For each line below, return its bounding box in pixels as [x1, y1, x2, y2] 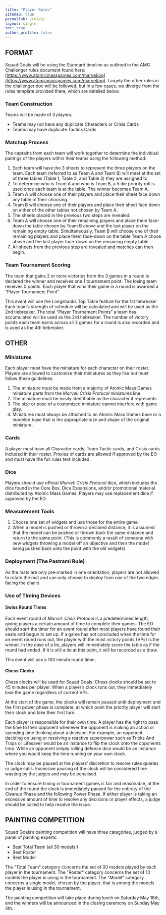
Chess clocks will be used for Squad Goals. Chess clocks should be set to [5, 679, 156, 685]
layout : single [5, 21, 37, 26]
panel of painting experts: [5, 834, 58, 840]
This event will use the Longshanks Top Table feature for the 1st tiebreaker [5, 298, 158, 304]
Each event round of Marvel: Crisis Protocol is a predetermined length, [5, 615, 149, 621]
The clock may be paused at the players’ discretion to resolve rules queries [5, 760, 159, 766]
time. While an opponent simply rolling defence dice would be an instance [5, 745, 156, 751]
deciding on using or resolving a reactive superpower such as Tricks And [5, 735, 155, 741]
